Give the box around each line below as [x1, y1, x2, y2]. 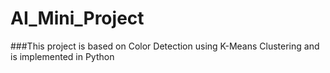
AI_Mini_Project [10, 7, 145, 30]
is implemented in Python [10, 50, 115, 62]
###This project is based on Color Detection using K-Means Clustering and [10, 40, 320, 52]
